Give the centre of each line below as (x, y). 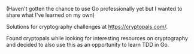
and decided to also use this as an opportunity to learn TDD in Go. (88, 45)
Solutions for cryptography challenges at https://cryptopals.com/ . (87, 27)
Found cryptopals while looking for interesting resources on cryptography (97, 38)
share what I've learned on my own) (50, 15)
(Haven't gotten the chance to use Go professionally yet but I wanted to (94, 9)
